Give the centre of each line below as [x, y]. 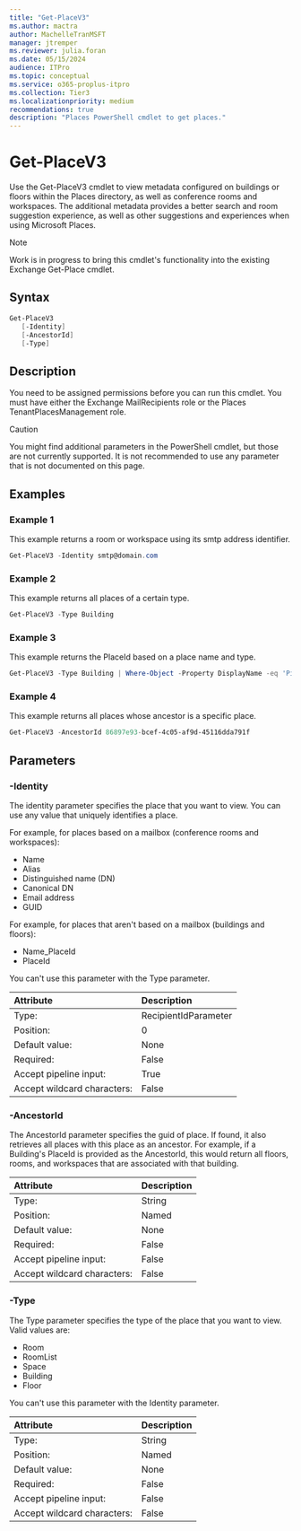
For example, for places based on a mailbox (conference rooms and [134, 832]
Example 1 [32, 520]
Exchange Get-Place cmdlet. [62, 269]
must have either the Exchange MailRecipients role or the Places [128, 402]
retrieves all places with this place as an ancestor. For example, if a [133, 1144]
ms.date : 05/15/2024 [48, 59]
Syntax [30, 297]
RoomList [39, 1357]
